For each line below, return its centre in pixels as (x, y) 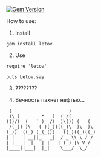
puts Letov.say (25, 77)
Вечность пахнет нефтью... (50, 100)
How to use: (21, 21)
